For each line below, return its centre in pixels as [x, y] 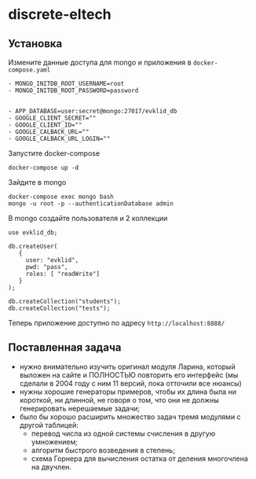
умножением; [55, 441]
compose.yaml [29, 70]
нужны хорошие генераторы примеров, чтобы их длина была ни [128, 392]
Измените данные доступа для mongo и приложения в [100, 62]
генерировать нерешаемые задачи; [79, 408]
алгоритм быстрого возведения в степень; [103, 450]
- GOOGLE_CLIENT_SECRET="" [52, 118]
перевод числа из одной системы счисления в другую [123, 433]
